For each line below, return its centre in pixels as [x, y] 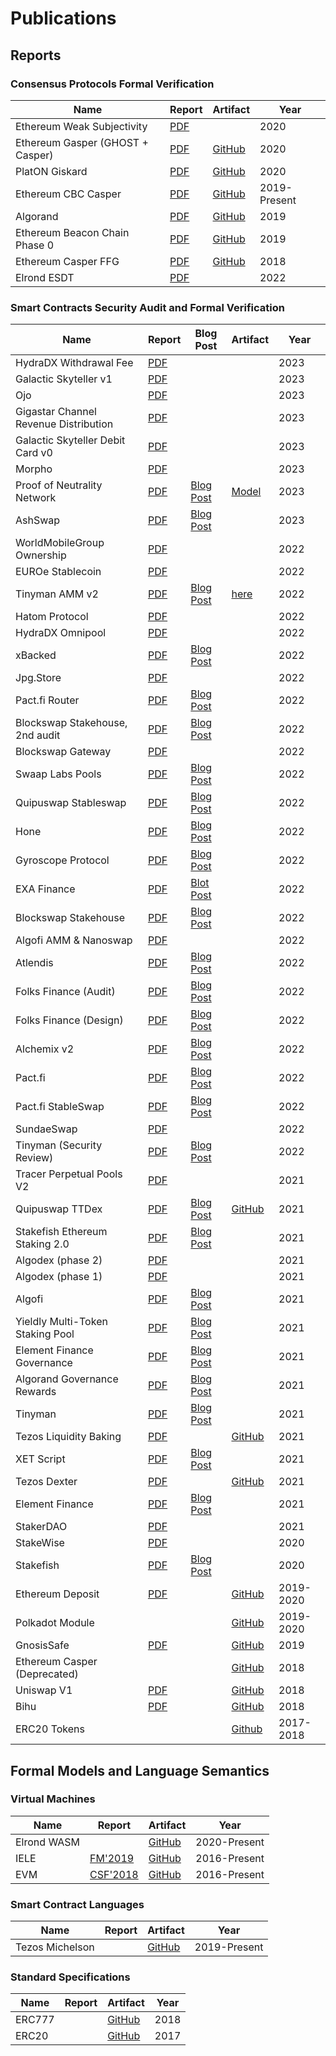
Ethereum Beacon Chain [72, 232]
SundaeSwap [46, 1129]
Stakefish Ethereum [61, 1232]
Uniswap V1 [44, 1690]
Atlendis [34, 963]
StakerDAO [41, 1527]
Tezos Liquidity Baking [68, 1437]
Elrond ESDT [45, 277]
